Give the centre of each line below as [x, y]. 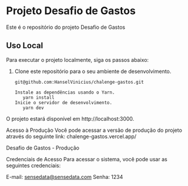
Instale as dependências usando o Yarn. [65, 92]
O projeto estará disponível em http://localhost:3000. [70, 118]
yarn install [38, 97]
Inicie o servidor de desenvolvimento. [63, 102]
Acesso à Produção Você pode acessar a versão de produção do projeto [94, 130]
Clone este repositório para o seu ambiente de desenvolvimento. [93, 71]
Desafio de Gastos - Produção [43, 148]
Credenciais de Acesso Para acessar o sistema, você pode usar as [87, 159]
